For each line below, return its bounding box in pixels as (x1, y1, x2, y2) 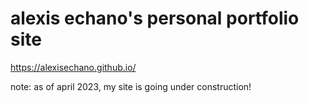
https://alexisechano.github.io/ (10, 61, 137, 73)
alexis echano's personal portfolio (10, 7, 300, 30)
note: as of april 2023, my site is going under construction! (10, 80, 252, 92)
